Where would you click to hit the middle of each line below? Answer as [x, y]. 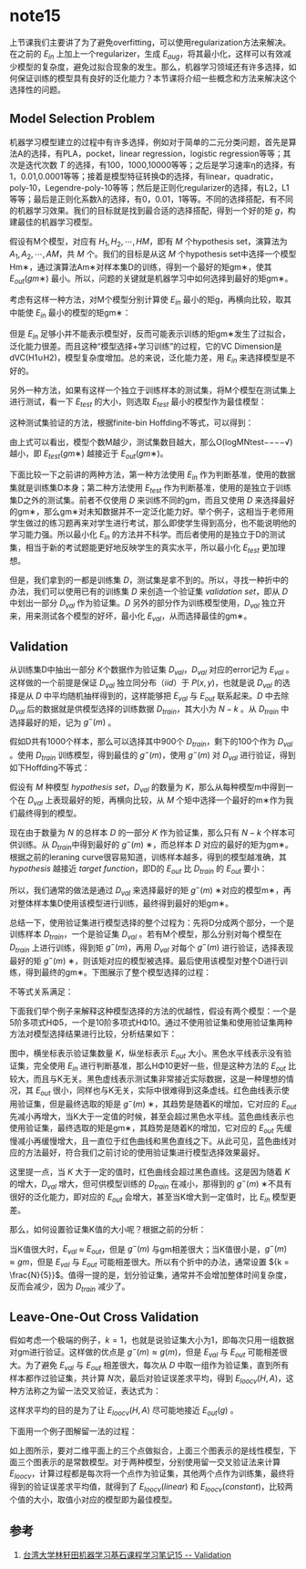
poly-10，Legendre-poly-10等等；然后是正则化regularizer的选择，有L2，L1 [149, 187]
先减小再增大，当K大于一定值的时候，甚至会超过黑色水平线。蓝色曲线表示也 [152, 1117]
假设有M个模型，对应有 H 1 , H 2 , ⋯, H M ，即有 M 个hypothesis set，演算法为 [149, 242]
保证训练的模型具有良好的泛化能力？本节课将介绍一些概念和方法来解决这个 [157, 78]
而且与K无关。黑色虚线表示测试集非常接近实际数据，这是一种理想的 [160, 1079]
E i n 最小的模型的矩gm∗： [83, 313]
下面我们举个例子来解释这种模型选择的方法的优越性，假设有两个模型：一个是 [153, 1011]
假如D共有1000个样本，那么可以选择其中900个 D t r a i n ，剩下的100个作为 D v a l [151, 743]
